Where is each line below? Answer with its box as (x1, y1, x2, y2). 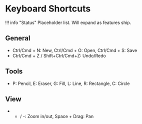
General (5, 34, 31, 42)
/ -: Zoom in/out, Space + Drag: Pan (19, 113, 94, 119)
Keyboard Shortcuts (5, 3, 91, 14)
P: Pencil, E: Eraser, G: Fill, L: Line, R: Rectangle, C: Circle (12, 80, 130, 86)
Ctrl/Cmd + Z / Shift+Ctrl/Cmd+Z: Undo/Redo (12, 52, 106, 58)
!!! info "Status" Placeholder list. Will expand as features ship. (5, 19, 131, 25)
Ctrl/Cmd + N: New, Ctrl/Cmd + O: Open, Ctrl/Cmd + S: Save (12, 47, 137, 53)
